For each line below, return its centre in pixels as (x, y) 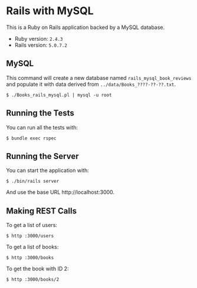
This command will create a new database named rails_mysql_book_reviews (99, 77)
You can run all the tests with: (42, 127)
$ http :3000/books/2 (33, 280)
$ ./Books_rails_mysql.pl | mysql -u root (59, 95)
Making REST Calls (41, 211)
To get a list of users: (32, 225)
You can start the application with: (48, 170)
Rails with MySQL (50, 11)
